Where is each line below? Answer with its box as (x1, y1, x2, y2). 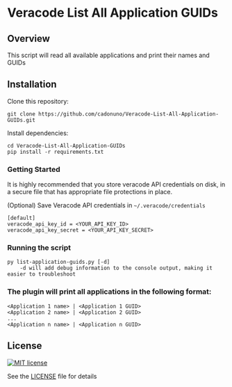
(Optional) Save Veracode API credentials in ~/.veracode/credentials (7, 201, 206, 210)
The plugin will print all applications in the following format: (7, 287, 212, 297)
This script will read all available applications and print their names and (7, 51, 210, 59)
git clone (7, 110, 36, 118)
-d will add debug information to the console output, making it (19, 264, 213, 272)
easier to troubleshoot (7, 271, 76, 278)
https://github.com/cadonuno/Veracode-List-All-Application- (38, 110, 219, 118)
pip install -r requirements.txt (7, 148, 104, 155)
